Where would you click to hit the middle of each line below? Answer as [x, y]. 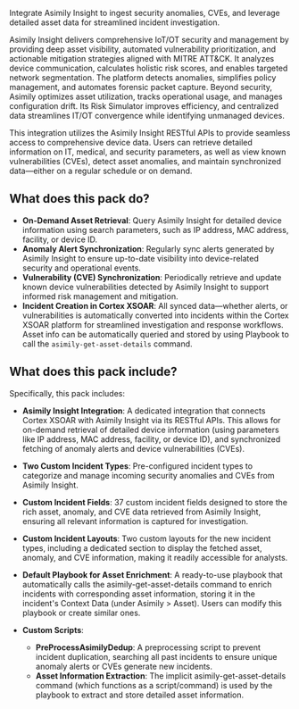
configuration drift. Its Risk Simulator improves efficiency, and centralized [144, 106]
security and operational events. [81, 268]
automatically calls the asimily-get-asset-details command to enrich [147, 584]
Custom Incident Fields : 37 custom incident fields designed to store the [155, 502]
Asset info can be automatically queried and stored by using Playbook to [156, 334]
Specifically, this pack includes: [67, 393]
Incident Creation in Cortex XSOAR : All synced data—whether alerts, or [155, 305]
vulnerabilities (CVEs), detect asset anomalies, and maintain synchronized [145, 161]
